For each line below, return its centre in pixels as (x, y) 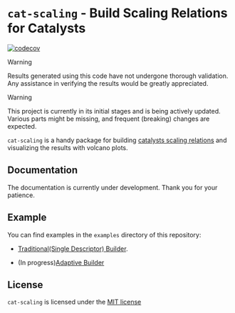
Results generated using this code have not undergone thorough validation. (118, 76)
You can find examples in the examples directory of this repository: (104, 234)
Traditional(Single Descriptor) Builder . (73, 249)
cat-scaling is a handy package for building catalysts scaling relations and (117, 140)
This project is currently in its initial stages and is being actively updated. (114, 111)
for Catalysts (47, 28)
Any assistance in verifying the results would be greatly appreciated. (108, 83)
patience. (21, 195)
